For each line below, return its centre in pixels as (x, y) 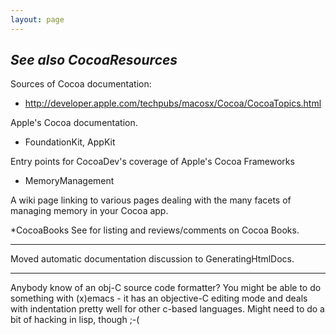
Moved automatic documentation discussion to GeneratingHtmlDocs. (152, 259)
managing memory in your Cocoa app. (89, 211)
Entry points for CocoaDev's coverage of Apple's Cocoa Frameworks (152, 162)
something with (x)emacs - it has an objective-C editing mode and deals (159, 298)
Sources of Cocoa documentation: (81, 84)
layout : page (37, 19)
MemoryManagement (69, 181)
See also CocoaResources (94, 60)
